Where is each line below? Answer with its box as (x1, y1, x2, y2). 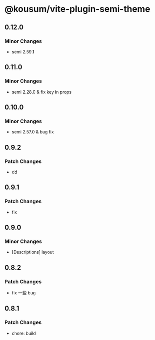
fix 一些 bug (11, 290, 36, 295)
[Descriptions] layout (11, 249, 54, 255)
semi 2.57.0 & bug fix (11, 129, 54, 135)
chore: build (11, 330, 36, 336)
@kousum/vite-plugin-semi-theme (4, 3, 151, 15)
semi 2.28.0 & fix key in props (11, 89, 72, 95)
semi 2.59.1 (11, 49, 35, 54)
